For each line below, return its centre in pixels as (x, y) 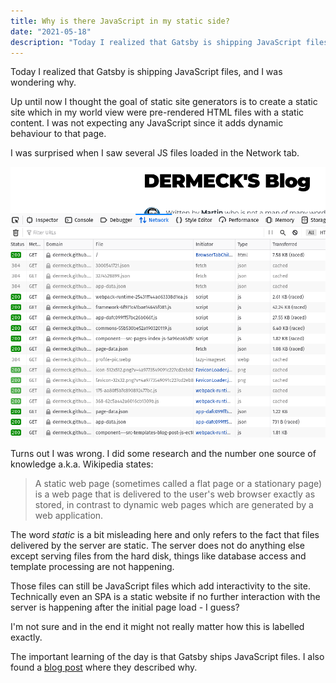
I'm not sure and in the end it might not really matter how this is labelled (157, 626)
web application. (69, 515)
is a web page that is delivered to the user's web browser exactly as (175, 494)
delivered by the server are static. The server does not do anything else (158, 545)
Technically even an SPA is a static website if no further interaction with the (165, 596)
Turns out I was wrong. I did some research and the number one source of (163, 453)
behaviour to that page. (58, 134)
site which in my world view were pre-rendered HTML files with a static (157, 112)
